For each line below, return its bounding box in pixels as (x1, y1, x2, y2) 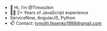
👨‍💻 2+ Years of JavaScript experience (9, 10, 89, 15)
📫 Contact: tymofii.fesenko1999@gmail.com (9, 20, 102, 26)
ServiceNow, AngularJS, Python (9, 15, 76, 20)
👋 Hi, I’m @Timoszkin (9, 5, 54, 10)
